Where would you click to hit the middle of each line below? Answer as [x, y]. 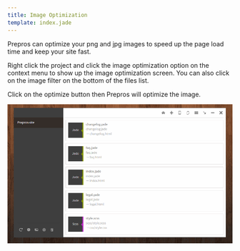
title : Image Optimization [47, 15]
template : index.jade [40, 22]
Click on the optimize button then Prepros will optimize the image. [104, 94]
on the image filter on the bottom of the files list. [78, 80]
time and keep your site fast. [49, 51]
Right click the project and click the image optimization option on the [108, 65]
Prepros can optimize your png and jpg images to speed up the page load [116, 43]
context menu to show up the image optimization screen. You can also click [119, 73]
